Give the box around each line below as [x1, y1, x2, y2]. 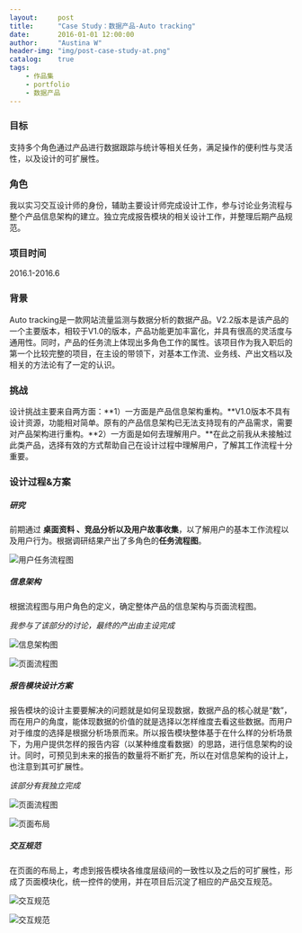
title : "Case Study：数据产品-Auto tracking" [9, 22, 196, 31]
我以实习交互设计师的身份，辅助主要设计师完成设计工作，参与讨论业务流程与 [9, 200, 293, 211]
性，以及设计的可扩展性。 [9, 153, 104, 164]
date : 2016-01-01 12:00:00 [9, 30, 135, 39]
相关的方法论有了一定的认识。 [9, 359, 120, 369]
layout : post [9, 13, 75, 22]
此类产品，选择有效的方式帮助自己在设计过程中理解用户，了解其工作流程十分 [9, 440, 293, 450]
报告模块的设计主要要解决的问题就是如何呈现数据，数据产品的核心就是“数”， [9, 705, 292, 715]
